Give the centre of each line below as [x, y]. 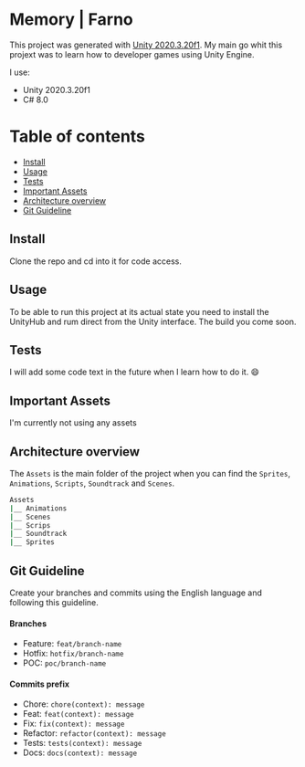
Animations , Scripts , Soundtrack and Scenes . [92, 483]
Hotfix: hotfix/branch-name [73, 654]
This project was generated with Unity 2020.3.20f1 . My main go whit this [146, 45]
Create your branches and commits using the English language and [136, 593]
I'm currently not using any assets [73, 423]
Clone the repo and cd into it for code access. [96, 261]
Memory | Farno [72, 20]
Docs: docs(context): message [80, 752]
